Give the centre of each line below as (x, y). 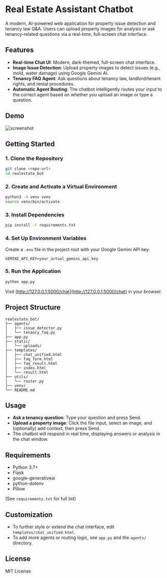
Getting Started (30, 144)
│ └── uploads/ (24, 345)
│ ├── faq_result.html (31, 363)
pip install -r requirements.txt (40, 225)
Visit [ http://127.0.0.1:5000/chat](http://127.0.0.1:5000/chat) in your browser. (83, 291)
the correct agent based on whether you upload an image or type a (82, 94)
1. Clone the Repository (34, 158)
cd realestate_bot (25, 174)
